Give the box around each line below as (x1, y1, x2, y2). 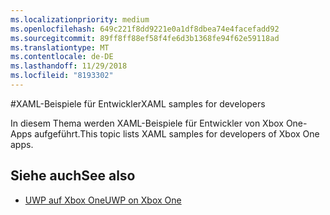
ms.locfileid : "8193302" (10, 71, 114, 81)
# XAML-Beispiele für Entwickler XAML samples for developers (10, 97, 266, 110)
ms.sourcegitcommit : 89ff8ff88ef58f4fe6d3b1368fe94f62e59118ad (10, 33, 280, 43)
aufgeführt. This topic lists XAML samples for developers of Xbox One (34, 127, 320, 140)
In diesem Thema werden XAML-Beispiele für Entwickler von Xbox (10, 117, 284, 129)
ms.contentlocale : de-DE (10, 52, 114, 62)
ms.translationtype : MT (10, 42, 110, 53)
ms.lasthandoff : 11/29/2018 (10, 61, 128, 71)
